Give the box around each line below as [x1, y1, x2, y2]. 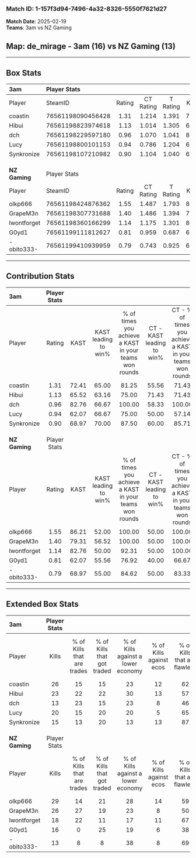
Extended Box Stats [6, 599, 79, 609]
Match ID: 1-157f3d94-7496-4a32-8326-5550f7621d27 [6, 5, 167, 13]
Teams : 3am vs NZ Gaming [6, 24, 72, 31]
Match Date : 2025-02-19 [6, 18, 66, 25]
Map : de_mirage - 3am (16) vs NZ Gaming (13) [6, 41, 176, 51]
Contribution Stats [6, 271, 75, 281]
